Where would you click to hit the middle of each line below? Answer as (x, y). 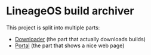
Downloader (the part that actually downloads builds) (80, 39)
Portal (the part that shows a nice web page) (70, 45)
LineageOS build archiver (70, 11)
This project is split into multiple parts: (53, 27)
